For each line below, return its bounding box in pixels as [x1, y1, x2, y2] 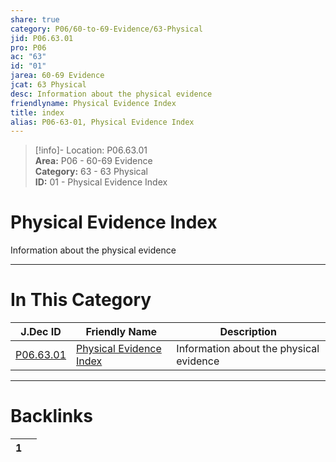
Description [219, 325, 277, 339]
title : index [10, 107, 65, 118]
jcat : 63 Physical [10, 80, 87, 90]
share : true [10, 14, 60, 25]
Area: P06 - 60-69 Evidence [34, 155, 153, 167]
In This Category [10, 289, 152, 311]
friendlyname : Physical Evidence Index [10, 98, 177, 108]
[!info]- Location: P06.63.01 [34, 144, 148, 156]
